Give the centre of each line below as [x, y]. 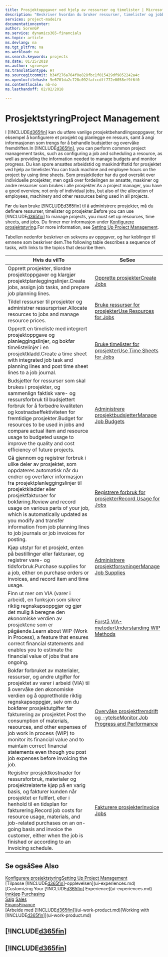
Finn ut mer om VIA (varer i [39, 594]
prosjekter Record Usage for [127, 499]
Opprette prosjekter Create [125, 278]
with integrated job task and [40, 360]
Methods [105, 634]
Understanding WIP [137, 628]
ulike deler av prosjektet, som [42, 464]
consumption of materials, [38, 721]
